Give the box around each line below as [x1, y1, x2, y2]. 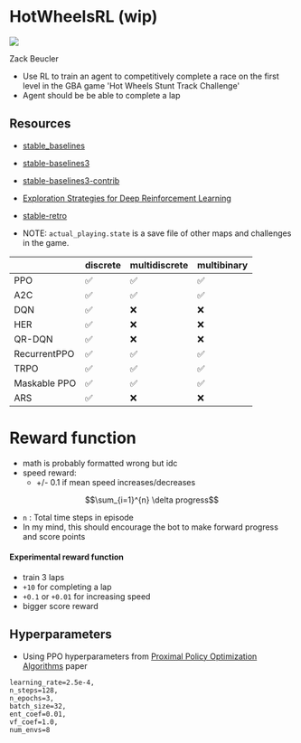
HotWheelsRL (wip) [9, 6, 158, 27]
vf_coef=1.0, [9, 717, 59, 727]
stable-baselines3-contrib [22, 174, 120, 186]
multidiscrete [129, 259, 189, 271]
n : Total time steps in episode [22, 512, 134, 522]
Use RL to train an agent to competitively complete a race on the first [22, 71, 279, 81]
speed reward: [22, 467, 77, 478]
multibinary [197, 259, 249, 271]
